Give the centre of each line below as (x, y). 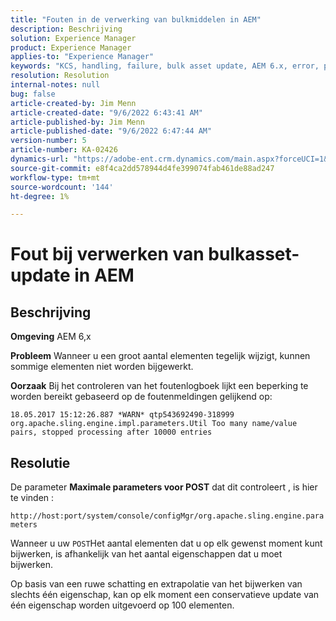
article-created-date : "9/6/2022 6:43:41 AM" (106, 112)
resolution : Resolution (60, 76)
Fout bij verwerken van (107, 254)
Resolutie (40, 462)
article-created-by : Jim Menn (73, 103)
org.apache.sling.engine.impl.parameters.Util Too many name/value (154, 424)
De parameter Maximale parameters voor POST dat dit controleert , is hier (164, 487)
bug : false (33, 94)
